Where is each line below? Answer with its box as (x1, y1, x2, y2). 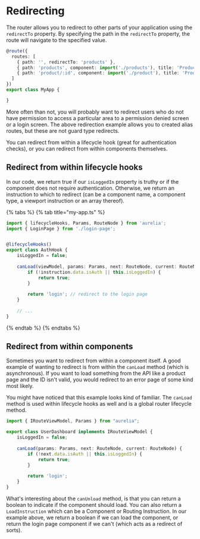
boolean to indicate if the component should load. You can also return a (6, 501, 182, 508)
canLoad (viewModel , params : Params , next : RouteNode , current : (17, 264, 177, 269)
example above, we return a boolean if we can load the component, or (6, 513, 179, 521)
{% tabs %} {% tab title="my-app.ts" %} (6, 208, 105, 215)
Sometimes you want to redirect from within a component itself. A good (6, 357, 181, 364)
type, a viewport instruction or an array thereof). (6, 197, 125, 204)
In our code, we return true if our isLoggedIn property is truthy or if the (6, 178, 179, 185)
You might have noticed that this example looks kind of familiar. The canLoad (6, 394, 192, 401)
